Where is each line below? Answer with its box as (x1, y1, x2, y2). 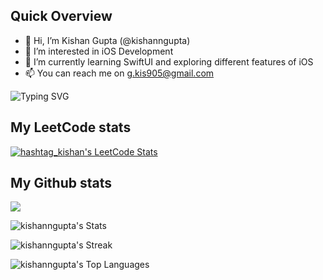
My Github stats (10, 175, 112, 192)
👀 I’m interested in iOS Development (24, 45, 174, 57)
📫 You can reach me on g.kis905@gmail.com (24, 67, 215, 79)
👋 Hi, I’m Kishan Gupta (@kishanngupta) (24, 34, 191, 46)
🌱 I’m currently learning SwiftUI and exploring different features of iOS (24, 55, 314, 68)
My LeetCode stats (10, 119, 132, 136)
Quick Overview (10, 8, 113, 25)
